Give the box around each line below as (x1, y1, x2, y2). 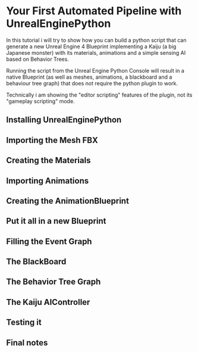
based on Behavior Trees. (6, 55, 70, 63)
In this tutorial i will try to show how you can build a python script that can (6, 36, 187, 43)
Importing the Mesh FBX (6, 135, 98, 145)
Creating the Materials (6, 155, 91, 166)
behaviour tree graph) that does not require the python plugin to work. (6, 79, 178, 87)
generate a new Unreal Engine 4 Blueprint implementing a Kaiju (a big (6, 43, 177, 50)
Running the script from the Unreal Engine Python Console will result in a (6, 67, 184, 74)
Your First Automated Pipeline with (6, 4, 182, 18)
